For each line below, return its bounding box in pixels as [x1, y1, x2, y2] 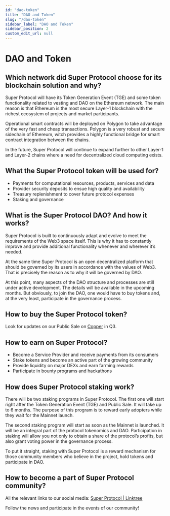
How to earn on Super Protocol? [5, 338, 108, 347]
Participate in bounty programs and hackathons [12, 368, 112, 374]
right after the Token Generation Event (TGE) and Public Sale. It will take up [5, 402, 162, 408]
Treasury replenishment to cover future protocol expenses [12, 191, 135, 197]
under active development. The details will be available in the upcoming [5, 284, 155, 291]
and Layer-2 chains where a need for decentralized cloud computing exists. [5, 152, 163, 158]
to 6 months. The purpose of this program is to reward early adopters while [5, 407, 162, 413]
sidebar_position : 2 [5, 26, 49, 31]
